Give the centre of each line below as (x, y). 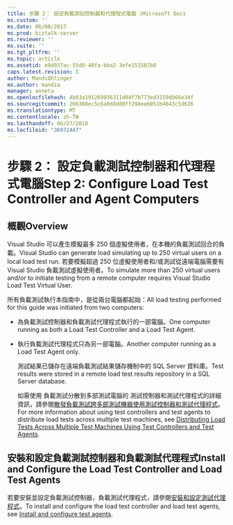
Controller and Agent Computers (103, 199)
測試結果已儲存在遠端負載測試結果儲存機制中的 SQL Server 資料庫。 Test (120, 366)
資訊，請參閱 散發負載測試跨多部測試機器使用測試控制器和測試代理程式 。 (120, 404)
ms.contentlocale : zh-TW (43, 117)
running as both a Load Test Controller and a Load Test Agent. (106, 330)
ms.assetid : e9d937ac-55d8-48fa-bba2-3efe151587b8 (82, 65)
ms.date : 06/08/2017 (37, 26)
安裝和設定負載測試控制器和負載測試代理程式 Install (116, 458)
